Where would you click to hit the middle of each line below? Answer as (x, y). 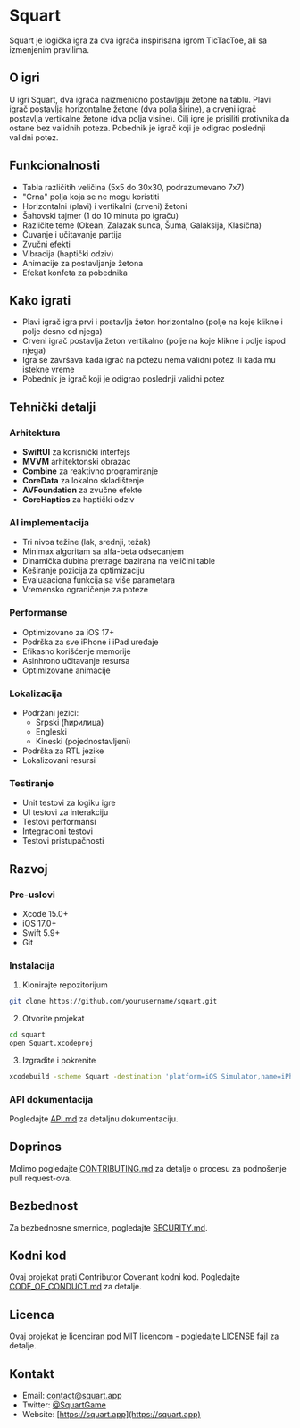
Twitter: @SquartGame (64, 1405)
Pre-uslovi (33, 895)
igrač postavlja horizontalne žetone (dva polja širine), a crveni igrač (133, 109)
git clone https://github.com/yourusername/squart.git (113, 1002)
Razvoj (29, 869)
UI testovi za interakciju (65, 812)
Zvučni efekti (46, 244)
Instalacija (32, 965)
